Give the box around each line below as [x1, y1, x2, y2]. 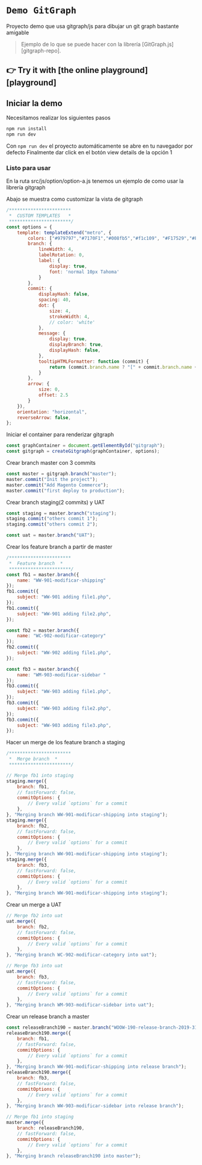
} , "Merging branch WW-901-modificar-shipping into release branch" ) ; [6, 1064, 187, 1070]
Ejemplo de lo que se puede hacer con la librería [20, 40, 141, 48]
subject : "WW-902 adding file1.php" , [17, 650, 112, 656]
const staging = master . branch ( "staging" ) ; [6, 510, 117, 517]
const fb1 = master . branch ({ [6, 571, 79, 577]
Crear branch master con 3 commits [6, 459, 96, 466]
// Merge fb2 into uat [6, 912, 63, 919]
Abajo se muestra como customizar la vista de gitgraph [6, 195, 143, 203]
